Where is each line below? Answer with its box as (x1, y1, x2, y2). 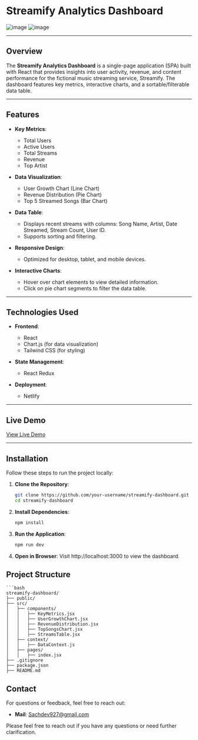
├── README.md (6, 668, 41, 674)
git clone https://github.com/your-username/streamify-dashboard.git (14, 492, 190, 498)
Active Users (23, 143, 55, 150)
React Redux (23, 370, 55, 377)
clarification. (6, 729, 37, 736)
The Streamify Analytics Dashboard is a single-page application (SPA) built (6, 62, 192, 69)
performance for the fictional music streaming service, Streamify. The (6, 74, 176, 81)
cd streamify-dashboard (14, 497, 74, 503)
